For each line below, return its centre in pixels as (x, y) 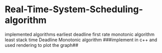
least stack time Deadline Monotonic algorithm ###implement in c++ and (81, 40)
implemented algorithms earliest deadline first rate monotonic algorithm (80, 34)
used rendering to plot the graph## (42, 45)
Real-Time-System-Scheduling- (74, 9)
